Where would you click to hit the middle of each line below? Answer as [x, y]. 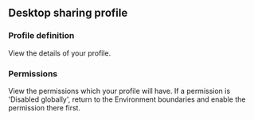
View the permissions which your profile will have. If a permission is [119, 91]
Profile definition [41, 36]
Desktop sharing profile [68, 13]
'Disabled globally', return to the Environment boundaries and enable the [127, 99]
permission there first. [45, 107]
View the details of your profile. [60, 53]
